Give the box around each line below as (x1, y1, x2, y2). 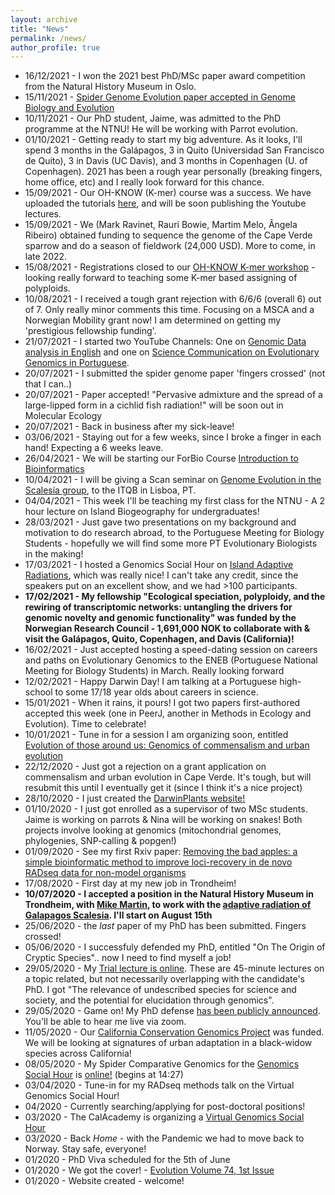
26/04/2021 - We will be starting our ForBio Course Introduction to (24, 452, 299, 465)
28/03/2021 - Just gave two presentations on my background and (24, 516, 297, 528)
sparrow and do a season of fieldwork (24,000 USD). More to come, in (24, 240, 316, 252)
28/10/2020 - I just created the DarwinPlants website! (24, 792, 246, 805)
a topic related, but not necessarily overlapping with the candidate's (24, 973, 305, 985)
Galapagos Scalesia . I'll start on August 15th (24, 909, 213, 921)
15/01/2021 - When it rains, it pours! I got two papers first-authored (24, 697, 301, 709)
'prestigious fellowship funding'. (24, 325, 157, 337)
